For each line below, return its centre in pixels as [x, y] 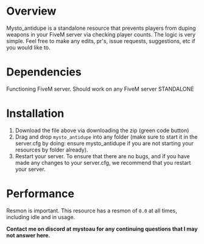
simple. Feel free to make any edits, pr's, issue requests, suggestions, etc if [101, 41]
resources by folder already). [51, 150]
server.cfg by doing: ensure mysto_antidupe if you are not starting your [104, 143]
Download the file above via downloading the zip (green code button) [102, 130]
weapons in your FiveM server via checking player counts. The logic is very [101, 34]
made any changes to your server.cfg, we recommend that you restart [103, 162]
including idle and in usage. [41, 217]
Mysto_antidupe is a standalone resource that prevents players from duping [101, 28]
